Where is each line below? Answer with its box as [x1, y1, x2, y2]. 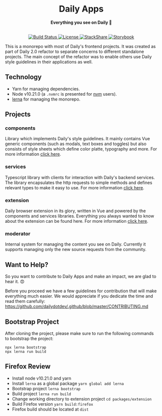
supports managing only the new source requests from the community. [5, 247, 147, 252]
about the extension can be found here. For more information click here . [5, 218, 148, 224]
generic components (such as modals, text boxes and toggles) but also [5, 141, 147, 147]
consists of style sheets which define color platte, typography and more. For [5, 146, 157, 152]
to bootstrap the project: [5, 335, 54, 341]
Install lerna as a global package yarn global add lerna [12, 380, 124, 386]
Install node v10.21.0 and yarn [12, 375, 72, 381]
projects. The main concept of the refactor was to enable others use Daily [5, 53, 152, 59]
